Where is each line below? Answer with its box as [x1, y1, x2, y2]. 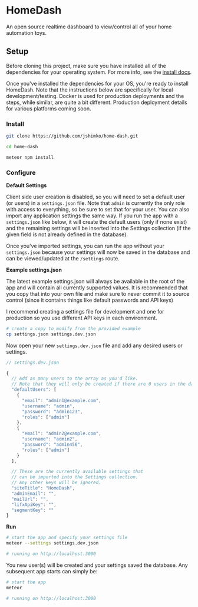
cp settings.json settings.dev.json [6, 331, 96, 337]
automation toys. [6, 29, 47, 36]
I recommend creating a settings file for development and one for [6, 308, 164, 315]
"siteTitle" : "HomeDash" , [11, 485, 75, 491]
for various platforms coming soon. [6, 105, 91, 112]
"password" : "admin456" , [21, 441, 83, 448]
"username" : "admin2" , [21, 436, 78, 442]
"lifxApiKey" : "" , [11, 501, 57, 508]
